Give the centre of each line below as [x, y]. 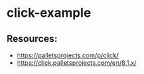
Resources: [32, 39]
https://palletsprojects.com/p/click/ [67, 55]
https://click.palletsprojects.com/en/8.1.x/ [77, 63]
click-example [49, 13]
